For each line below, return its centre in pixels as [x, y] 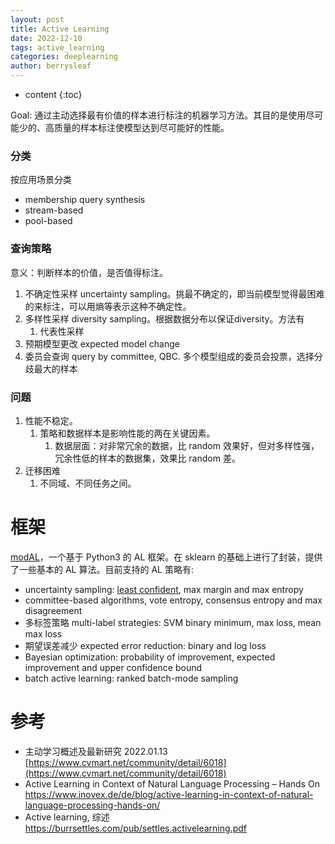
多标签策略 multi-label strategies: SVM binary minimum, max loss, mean [173, 622]
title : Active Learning [60, 29]
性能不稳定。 [51, 420]
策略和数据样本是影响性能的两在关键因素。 [127, 433]
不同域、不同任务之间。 [88, 483]
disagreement [53, 610]
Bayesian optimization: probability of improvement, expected [150, 657]
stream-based [54, 210]
